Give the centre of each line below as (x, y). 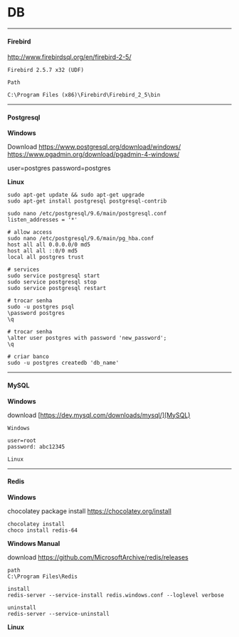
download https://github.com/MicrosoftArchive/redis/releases (98, 557)
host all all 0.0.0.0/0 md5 (49, 245)
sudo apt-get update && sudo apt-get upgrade (76, 195)
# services (23, 270)
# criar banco (28, 357)
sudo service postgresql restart (57, 289)
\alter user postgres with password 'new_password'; (87, 338)
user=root (22, 440)
